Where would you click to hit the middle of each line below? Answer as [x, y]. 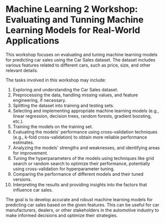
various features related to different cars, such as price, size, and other [78, 65]
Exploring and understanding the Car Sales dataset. [65, 89]
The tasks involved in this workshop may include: [56, 80]
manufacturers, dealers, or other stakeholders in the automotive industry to [82, 210]
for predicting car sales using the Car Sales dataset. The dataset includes [81, 60]
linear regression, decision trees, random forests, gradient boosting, [82, 116]
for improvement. [30, 153]
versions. [22, 179]
